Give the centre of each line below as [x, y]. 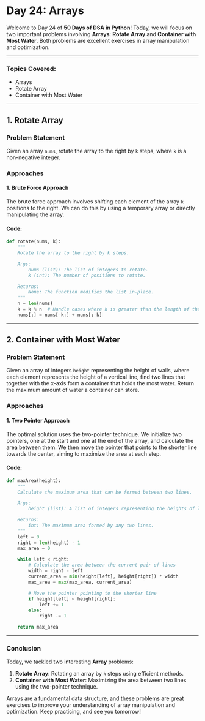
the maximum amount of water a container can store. [73, 390]
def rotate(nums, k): [34, 242]
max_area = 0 [34, 548]
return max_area [38, 627]
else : [35, 610]
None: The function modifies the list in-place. [91, 292]
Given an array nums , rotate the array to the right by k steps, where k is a [96, 151]
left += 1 [51, 605]
